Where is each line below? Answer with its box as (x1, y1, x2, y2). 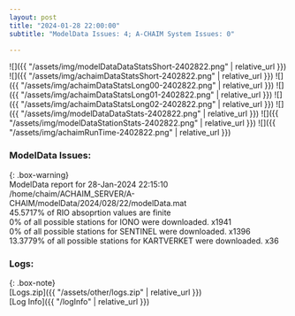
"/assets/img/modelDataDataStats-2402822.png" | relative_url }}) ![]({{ (20, 108, 279, 119)
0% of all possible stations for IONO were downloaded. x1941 (9, 216, 232, 227)
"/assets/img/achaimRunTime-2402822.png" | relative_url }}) (9, 127, 231, 138)
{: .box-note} (9, 277, 56, 288)
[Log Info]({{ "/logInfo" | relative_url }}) (9, 296, 150, 306)
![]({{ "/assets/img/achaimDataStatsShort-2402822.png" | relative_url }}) (9, 71, 274, 81)
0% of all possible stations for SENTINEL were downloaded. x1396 (9, 226, 251, 236)
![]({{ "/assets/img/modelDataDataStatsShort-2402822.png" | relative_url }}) (9, 61, 287, 72)
